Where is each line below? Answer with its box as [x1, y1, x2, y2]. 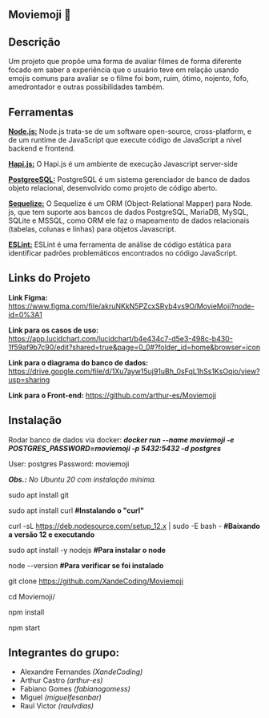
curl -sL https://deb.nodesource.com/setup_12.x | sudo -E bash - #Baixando [8, 521, 260, 530]
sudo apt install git [8, 490, 70, 499]
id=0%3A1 [8, 309, 42, 319]
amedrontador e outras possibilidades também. [8, 82, 165, 92]
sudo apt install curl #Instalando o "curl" [8, 506, 144, 515]
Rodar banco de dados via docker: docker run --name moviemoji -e [8, 434, 235, 445]
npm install [8, 607, 45, 617]
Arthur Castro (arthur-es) [19, 676, 103, 685]
